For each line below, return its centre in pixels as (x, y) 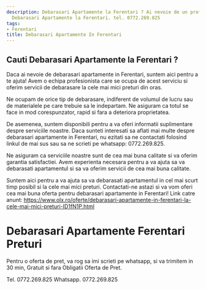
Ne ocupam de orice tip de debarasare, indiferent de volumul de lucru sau (100, 99)
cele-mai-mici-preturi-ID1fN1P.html (51, 206)
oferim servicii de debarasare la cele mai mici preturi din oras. (84, 87)
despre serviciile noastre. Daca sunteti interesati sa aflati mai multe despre (101, 130)
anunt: (14, 200)
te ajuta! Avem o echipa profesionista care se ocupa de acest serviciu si (97, 81)
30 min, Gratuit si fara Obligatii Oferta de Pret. (64, 268)
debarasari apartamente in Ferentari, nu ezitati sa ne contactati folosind (97, 137)
